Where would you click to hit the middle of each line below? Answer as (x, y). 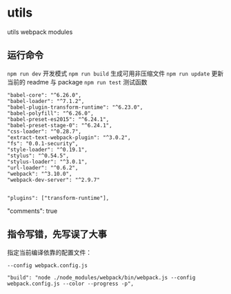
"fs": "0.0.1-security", (43, 143)
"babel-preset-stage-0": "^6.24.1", (60, 125)
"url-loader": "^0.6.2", (43, 167)
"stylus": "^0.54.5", (38, 156)
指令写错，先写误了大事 (57, 234)
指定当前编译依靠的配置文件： (49, 252)
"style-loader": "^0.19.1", (48, 149)
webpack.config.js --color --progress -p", (71, 284)
